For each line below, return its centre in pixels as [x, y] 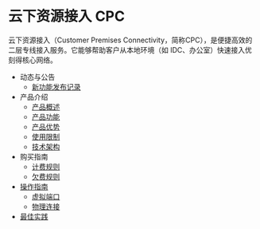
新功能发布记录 [56, 87]
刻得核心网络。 [33, 60]
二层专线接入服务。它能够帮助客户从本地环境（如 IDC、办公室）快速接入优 [130, 49]
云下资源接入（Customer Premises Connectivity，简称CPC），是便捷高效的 [130, 40]
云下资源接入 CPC [67, 16]
